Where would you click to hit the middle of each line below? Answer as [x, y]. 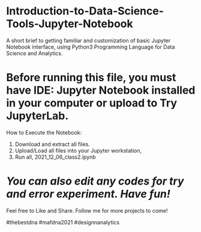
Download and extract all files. [52, 144]
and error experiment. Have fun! [88, 194]
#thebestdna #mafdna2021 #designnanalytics [63, 222]
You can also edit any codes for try [95, 181]
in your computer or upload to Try [92, 103]
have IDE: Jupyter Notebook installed [101, 90]
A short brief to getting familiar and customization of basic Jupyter [88, 40]
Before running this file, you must [91, 78]
